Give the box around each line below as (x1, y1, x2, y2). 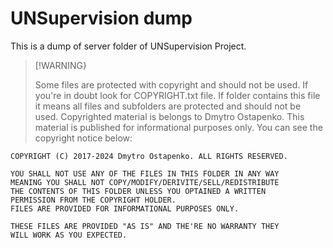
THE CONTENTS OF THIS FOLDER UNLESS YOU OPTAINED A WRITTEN (10, 186, 267, 196)
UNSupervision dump (10, 7, 193, 30)
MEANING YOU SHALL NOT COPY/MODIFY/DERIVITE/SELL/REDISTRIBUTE (10, 177, 280, 187)
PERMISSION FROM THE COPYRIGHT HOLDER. (10, 195, 177, 205)
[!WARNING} (34, 59, 87, 71)
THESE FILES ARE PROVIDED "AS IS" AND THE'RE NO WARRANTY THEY (10, 221, 280, 231)
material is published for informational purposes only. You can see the (34, 121, 323, 133)
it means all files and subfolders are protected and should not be (34, 100, 302, 112)
